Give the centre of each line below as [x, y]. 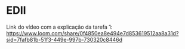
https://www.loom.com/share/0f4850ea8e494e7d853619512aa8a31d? [92, 33]
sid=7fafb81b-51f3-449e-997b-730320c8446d [64, 39]
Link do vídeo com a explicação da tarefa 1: [59, 27]
